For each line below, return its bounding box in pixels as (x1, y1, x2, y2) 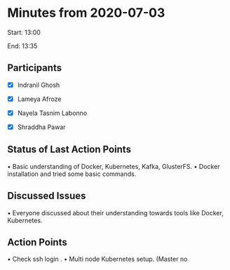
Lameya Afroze (17, 95, 62, 103)
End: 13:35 (7, 41, 38, 50)
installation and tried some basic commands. (7, 170, 137, 178)
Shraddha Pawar (17, 123, 66, 131)
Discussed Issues (7, 190, 86, 202)
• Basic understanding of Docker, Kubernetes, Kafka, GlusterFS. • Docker (7, 162, 220, 170)
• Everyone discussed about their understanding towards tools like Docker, (7, 208, 224, 217)
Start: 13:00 (7, 28, 41, 36)
